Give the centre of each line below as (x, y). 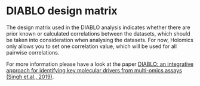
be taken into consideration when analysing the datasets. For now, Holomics (100, 40)
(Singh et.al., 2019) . (30, 77)
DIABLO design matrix (62, 11)
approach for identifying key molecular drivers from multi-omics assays (94, 70)
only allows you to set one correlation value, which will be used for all (92, 46)
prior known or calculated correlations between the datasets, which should (98, 33)
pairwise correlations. (33, 52)
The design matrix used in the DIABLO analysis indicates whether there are (98, 27)
